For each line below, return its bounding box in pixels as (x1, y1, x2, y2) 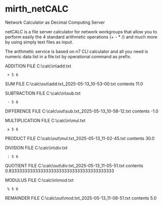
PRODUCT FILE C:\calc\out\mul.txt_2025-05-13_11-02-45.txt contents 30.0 (5, 135, 155, 141)
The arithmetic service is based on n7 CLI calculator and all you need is (5, 48, 148, 54)
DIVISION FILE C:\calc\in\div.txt (5, 144, 68, 151)
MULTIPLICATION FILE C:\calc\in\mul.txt (5, 117, 86, 123)
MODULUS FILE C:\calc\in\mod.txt (5, 177, 74, 183)
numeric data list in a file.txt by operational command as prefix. (5, 53, 131, 59)
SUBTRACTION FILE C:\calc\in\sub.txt (5, 90, 81, 96)
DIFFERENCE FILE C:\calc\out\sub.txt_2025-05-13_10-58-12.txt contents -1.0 (5, 108, 159, 114)
